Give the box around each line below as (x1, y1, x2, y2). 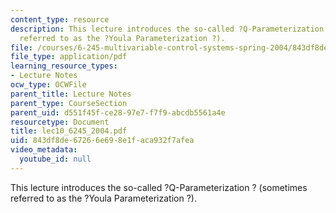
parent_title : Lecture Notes (10, 89, 132, 99)
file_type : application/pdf (10, 52, 128, 62)
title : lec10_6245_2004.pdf (10, 126, 128, 136)
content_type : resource (10, 14, 110, 25)
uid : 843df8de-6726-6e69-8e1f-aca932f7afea (10, 136, 195, 146)
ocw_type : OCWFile (10, 80, 87, 90)
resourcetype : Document (10, 117, 110, 127)
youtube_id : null (19, 154, 92, 164)
